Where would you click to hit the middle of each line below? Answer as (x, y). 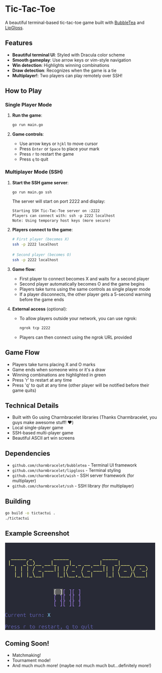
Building (18, 501)
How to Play (24, 91)
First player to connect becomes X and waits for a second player (84, 279)
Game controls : (28, 134)
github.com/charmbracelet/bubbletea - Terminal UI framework (74, 465)
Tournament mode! (31, 660)
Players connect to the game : (42, 230)
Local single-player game (38, 428)
